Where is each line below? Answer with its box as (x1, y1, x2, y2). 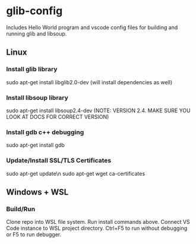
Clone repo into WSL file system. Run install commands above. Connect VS (6, 218, 190, 226)
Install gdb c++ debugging (6, 128, 84, 136)
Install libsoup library (6, 93, 68, 102)
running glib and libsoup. (6, 30, 67, 37)
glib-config (6, 4, 63, 18)
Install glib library (6, 65, 58, 74)
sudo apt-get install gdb (6, 141, 65, 149)
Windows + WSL (6, 187, 69, 197)
